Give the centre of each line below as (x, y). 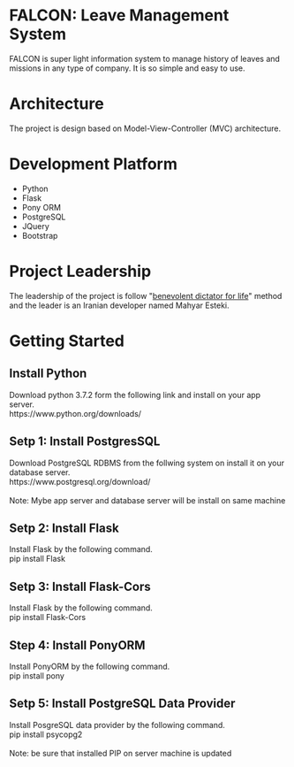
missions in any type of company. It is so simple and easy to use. (127, 68)
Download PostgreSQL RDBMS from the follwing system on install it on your (147, 463)
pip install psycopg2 (46, 734)
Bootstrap (40, 235)
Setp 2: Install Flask (64, 528)
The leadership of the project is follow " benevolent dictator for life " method (146, 295)
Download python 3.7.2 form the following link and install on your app (135, 395)
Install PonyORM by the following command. (90, 666)
